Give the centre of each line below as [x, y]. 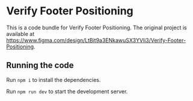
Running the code [40, 65]
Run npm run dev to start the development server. [67, 91]
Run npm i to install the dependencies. [54, 79]
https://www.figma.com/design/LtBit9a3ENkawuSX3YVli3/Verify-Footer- [96, 40]
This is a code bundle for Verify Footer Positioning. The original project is [97, 27]
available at [20, 33]
